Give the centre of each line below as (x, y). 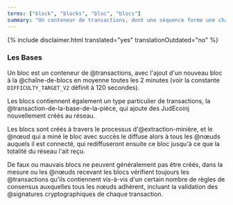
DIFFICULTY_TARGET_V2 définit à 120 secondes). (74, 87)
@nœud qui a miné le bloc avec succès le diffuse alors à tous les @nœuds (114, 136)
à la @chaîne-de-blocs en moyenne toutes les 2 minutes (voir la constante (113, 80)
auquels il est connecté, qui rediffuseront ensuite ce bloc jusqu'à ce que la (114, 143)
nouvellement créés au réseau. (51, 116)
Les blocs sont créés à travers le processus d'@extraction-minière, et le (110, 129)
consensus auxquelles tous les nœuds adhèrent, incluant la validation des (113, 186)
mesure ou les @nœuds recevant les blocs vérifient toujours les (98, 172)
